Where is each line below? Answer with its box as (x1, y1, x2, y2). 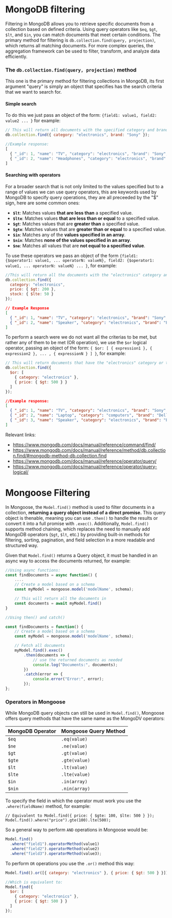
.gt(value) (61, 750, 88, 756)
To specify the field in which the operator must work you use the (5, 798, 142, 804)
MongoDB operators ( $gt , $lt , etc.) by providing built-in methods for (5, 531, 150, 537)
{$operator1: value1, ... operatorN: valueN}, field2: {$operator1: (5, 258, 155, 263)
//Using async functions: (5, 568, 60, 573)
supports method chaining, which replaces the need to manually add (5, 526, 150, 532)
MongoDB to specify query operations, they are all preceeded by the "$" (5, 194, 159, 200)
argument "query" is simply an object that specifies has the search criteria (5, 83, 162, 90)
